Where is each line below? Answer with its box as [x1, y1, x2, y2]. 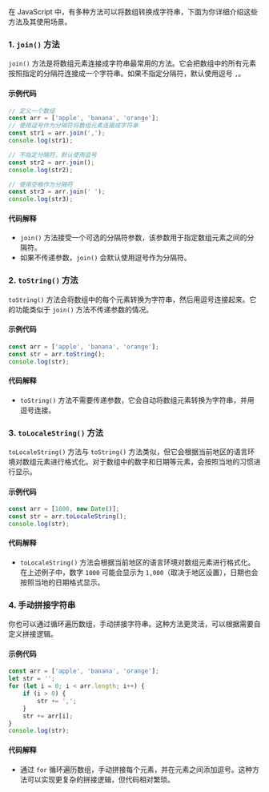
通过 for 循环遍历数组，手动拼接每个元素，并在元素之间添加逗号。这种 [19, 764, 253, 774]
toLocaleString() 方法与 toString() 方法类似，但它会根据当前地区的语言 [8, 447, 248, 456]
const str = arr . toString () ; [8, 350, 106, 358]
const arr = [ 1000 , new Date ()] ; [8, 505, 120, 513]
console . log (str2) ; [8, 166, 74, 174]
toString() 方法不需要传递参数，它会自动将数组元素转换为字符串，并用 [19, 395, 255, 404]
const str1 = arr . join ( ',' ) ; [8, 129, 106, 138]
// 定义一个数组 [8, 107, 55, 115]
